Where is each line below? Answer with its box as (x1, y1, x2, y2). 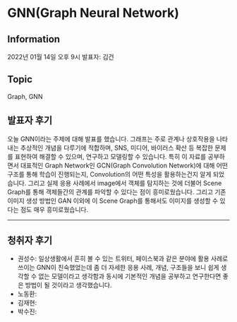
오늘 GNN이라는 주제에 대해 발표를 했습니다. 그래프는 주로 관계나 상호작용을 (7, 134, 215, 143)
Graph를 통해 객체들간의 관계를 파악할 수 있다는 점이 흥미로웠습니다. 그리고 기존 (7, 187, 226, 196)
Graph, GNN (7, 92, 43, 100)
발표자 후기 (7, 114, 53, 126)
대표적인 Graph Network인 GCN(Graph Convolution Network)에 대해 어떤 (20, 161, 228, 169)
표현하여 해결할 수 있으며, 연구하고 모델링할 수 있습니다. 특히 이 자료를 (14, 152, 207, 160)
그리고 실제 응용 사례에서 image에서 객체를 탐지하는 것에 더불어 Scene (28, 179, 222, 187)
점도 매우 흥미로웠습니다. (20, 205, 89, 213)
